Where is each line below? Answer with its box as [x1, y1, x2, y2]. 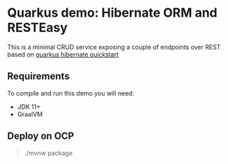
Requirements [7, 70, 70, 82]
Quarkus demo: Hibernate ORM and [7, 5, 218, 21]
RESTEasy [7, 20, 68, 36]
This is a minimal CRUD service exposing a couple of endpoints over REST [7, 43, 221, 51]
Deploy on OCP [7, 131, 75, 142]
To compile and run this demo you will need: [7, 89, 135, 97]
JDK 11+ [17, 103, 40, 111]
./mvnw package [24, 149, 73, 157]
